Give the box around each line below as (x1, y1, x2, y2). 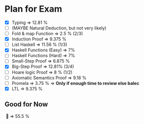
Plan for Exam (4, 3, 62, 15)
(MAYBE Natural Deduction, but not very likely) (11, 25, 107, 31)
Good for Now (4, 100, 48, 108)
